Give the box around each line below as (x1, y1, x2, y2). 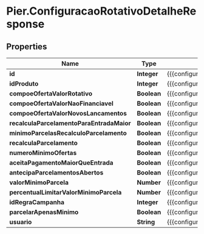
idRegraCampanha (9, 198, 65, 206)
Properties (6, 41, 47, 52)
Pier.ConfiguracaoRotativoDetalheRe (6, 4, 197, 18)
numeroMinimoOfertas (9, 149, 77, 157)
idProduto (9, 80, 39, 88)
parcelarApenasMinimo (9, 208, 79, 216)
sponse (6, 17, 45, 31)
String (137, 218, 155, 226)
